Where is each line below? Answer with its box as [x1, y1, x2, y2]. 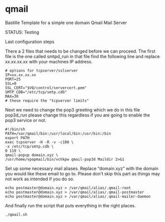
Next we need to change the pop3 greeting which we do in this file [5, 107, 140, 112]
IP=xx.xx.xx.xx [5, 72, 36, 77]
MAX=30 [5, 94, 19, 99]
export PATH [5, 135, 30, 140]
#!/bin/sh [5, 127, 26, 132]
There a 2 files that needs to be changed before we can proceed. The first [5, 48, 156, 54]
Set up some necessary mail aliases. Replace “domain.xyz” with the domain [5, 166, 159, 171]
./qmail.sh [5, 212, 28, 217]
